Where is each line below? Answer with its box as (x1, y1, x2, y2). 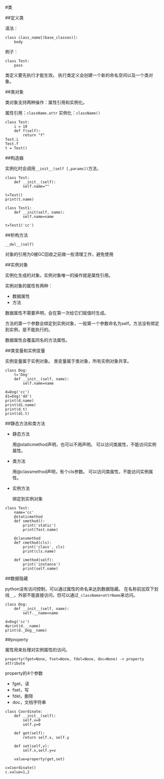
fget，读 (12, 681, 30, 687)
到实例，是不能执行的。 (5, 327, 53, 332)
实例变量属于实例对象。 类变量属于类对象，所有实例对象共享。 (5, 358, 131, 364)
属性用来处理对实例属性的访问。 (5, 647, 70, 653)
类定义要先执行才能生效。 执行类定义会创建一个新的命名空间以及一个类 (5, 72, 149, 78)
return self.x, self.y (23, 735, 69, 740)
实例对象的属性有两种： (5, 283, 53, 288)
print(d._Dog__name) (5, 628, 48, 633)
